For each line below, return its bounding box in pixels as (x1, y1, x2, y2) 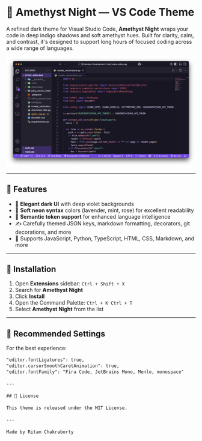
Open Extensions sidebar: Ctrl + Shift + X (14, 280, 125, 287)
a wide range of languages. (6, 44, 74, 52)
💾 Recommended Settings (6, 329, 106, 339)
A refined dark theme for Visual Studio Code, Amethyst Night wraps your (6, 25, 189, 32)
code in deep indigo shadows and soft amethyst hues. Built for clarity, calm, (6, 31, 194, 38)
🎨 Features (6, 184, 47, 195)
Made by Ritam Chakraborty (6, 429, 74, 435)
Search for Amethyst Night (14, 287, 83, 294)
